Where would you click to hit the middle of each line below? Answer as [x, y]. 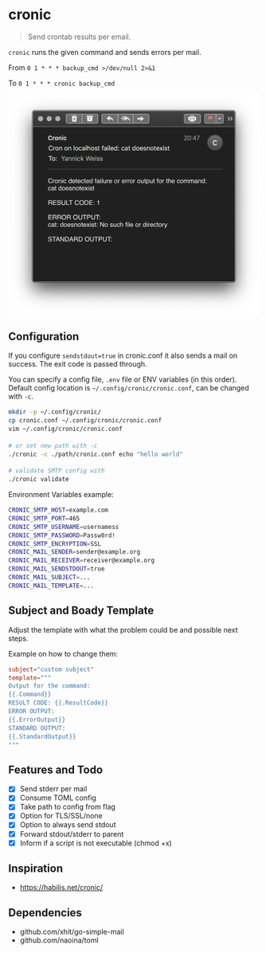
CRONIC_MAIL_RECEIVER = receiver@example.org [82, 561]
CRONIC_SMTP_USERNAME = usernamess [64, 527]
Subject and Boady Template [81, 611]
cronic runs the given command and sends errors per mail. [105, 52]
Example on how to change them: [63, 653]
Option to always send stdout [68, 825]
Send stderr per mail [53, 789]
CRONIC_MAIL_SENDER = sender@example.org [74, 552]
